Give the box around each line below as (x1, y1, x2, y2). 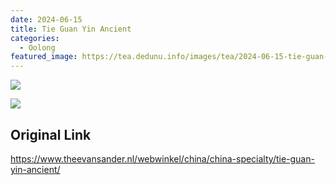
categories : (10, 33, 60, 43)
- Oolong (19, 42, 56, 53)
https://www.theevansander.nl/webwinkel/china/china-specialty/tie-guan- (10, 152, 315, 165)
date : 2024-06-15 (10, 14, 83, 25)
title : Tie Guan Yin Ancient (10, 24, 132, 34)
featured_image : (10, 52, 78, 62)
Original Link (10, 126, 92, 143)
